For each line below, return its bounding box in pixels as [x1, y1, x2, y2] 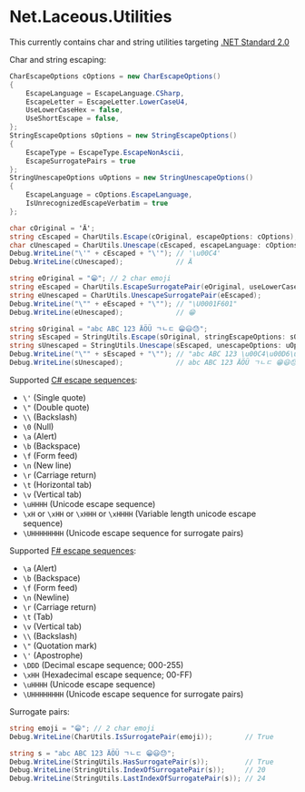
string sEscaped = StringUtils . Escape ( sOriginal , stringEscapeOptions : [9, 332, 286, 342]
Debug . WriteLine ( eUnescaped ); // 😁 [9, 308, 196, 317]
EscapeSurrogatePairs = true [25, 157, 136, 166]
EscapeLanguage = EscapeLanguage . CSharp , [25, 88, 184, 97]
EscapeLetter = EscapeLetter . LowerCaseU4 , [25, 97, 189, 107]
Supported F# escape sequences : [9, 544, 137, 556]
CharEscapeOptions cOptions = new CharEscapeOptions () [9, 71, 221, 81]
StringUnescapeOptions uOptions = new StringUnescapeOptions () [9, 173, 254, 183]
